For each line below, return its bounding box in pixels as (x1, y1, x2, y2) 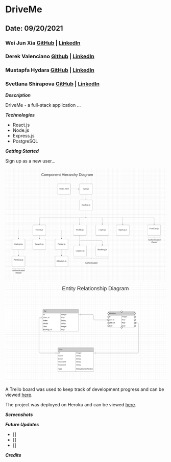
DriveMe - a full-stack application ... (5, 102, 81, 108)
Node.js (12, 127, 30, 133)
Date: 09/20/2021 (5, 24, 63, 33)
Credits (5, 452, 21, 458)
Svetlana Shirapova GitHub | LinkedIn (5, 80, 100, 87)
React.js (12, 122, 30, 128)
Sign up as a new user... (5, 157, 56, 164)
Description (5, 92, 31, 98)
